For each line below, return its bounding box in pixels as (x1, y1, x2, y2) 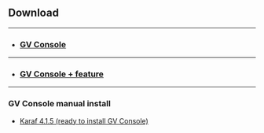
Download (8, 6, 59, 20)
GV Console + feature (19, 68, 104, 79)
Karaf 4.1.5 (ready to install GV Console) (19, 116, 149, 125)
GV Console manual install (8, 98, 112, 109)
